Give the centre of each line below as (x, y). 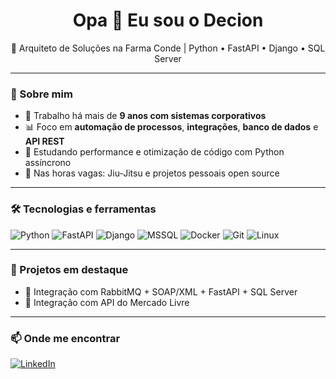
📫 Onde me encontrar (65, 338)
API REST (44, 141)
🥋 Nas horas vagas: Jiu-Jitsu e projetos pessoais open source (152, 173)
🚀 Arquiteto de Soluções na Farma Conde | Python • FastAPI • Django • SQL (168, 48)
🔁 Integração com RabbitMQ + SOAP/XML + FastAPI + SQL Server (161, 291)
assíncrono (48, 163)
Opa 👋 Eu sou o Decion (168, 20)
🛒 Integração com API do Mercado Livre (107, 302)
